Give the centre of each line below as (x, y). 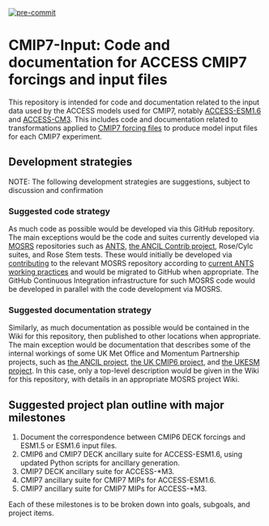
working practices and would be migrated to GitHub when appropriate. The (134, 272)
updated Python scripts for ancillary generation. (100, 463)
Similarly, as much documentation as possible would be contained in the (129, 327)
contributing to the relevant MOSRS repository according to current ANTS (131, 263)
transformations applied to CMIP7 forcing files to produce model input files (133, 128)
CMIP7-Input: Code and (89, 45)
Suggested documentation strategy (80, 310)
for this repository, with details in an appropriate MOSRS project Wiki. (124, 379)
